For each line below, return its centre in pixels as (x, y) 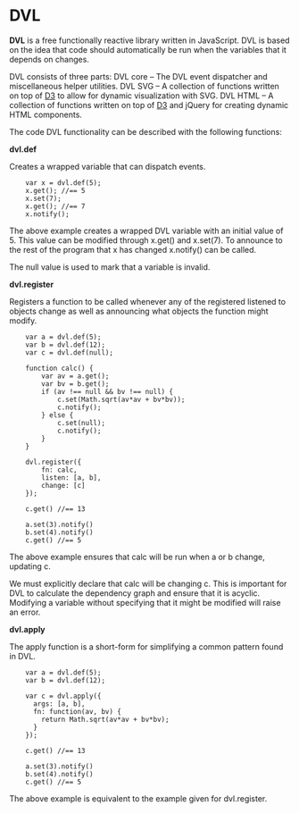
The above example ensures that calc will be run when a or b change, (137, 557)
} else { (58, 415)
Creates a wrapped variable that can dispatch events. (108, 166)
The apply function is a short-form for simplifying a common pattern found (146, 646)
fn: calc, (59, 470)
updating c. (30, 566)
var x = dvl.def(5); (63, 183)
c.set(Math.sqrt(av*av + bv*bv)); (121, 399)
